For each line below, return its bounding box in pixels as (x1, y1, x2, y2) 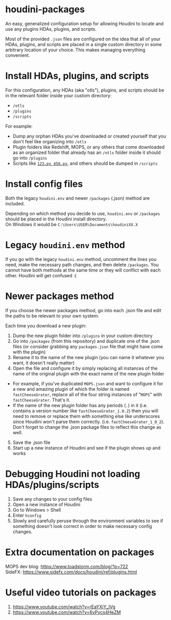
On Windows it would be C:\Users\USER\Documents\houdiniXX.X (5, 221, 138, 227)
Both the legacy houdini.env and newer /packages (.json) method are (5, 195, 150, 201)
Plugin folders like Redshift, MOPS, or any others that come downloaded (12, 144, 165, 150)
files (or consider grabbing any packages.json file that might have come (12, 343, 163, 349)
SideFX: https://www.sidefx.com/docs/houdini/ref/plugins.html (5, 569, 137, 575)
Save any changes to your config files (12, 496, 92, 502)
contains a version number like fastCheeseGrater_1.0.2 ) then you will (12, 408, 158, 414)
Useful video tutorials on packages (5, 587, 157, 598)
